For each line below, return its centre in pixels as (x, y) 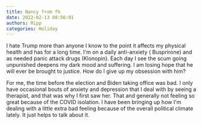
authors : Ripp (24, 23)
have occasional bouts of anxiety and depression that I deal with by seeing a (101, 89)
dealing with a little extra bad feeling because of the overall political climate (100, 108)
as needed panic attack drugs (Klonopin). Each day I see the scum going (96, 58)
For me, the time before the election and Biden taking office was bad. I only (99, 83)
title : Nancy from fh (33, 12)
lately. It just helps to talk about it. (48, 115)
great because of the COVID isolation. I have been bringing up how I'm (94, 102)
